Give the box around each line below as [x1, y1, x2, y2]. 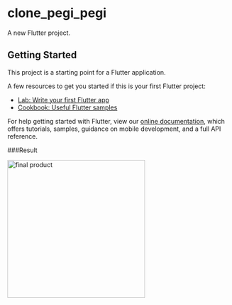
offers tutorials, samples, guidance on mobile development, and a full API [7, 124, 221, 133]
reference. [7, 132, 38, 140]
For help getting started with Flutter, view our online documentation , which [7, 117, 226, 125]
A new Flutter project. [7, 28, 71, 37]
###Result [7, 146, 38, 154]
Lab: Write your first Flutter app [17, 95, 110, 104]
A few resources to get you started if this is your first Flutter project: [7, 82, 206, 90]
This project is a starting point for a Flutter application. [7, 68, 166, 76]
